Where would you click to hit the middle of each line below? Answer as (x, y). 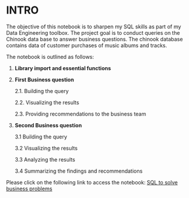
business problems (29, 189)
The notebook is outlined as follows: (50, 57)
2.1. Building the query (42, 91)
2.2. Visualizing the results (47, 102)
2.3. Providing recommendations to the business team (80, 114)
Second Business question (48, 125)
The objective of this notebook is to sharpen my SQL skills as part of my (94, 27)
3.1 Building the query (41, 137)
